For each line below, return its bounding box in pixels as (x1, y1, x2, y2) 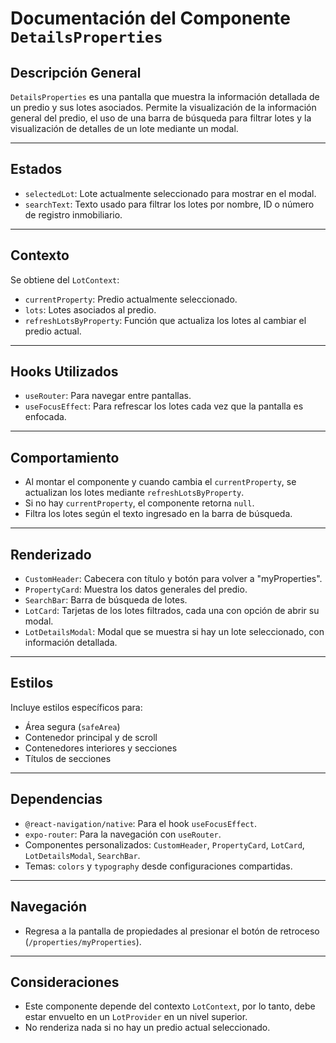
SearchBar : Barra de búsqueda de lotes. (24, 594, 188, 606)
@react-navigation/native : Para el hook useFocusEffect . (24, 817, 257, 829)
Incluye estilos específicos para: (10, 701, 143, 713)
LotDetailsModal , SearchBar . (24, 849, 141, 861)
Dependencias (10, 791, 103, 808)
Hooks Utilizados (10, 363, 119, 381)
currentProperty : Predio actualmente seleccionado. (24, 293, 238, 305)
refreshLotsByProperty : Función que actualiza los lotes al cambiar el (24, 314, 307, 326)
